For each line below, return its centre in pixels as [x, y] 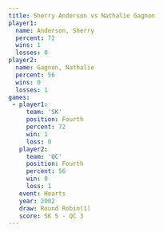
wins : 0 [28, 82]
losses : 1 [32, 90]
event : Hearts [42, 193]
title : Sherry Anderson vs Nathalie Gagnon [82, 16]
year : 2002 [37, 201]
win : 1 [37, 134]
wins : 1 [28, 45]
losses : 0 [32, 53]
